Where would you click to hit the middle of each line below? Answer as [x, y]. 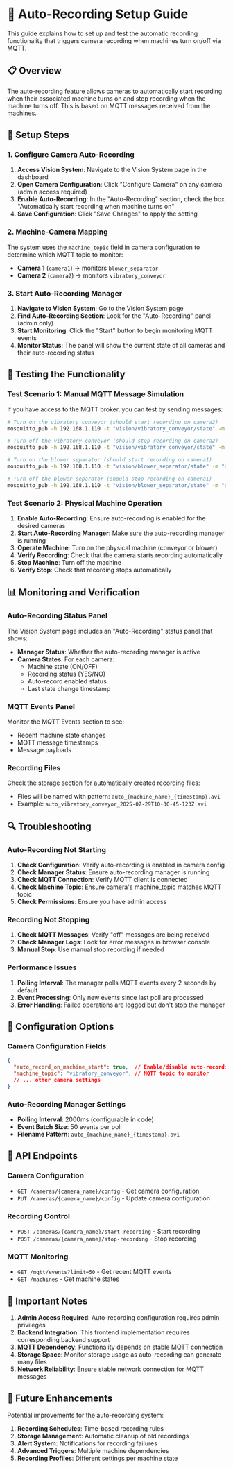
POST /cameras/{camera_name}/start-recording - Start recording [109, 1231]
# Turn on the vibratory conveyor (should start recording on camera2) [113, 422]
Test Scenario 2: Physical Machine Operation [85, 503]
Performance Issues [42, 967]
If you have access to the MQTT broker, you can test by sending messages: [115, 409]
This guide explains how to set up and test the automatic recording [103, 33]
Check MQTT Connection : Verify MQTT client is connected [103, 879]
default [27, 990]
